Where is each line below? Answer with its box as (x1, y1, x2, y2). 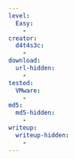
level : (8, 11, 30, 20)
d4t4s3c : (15, 42, 45, 50)
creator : (8, 34, 37, 43)
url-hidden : (15, 64, 56, 72)
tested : (8, 79, 34, 87)
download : (8, 57, 41, 65)
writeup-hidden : (15, 131, 69, 139)
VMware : (15, 86, 41, 95)
